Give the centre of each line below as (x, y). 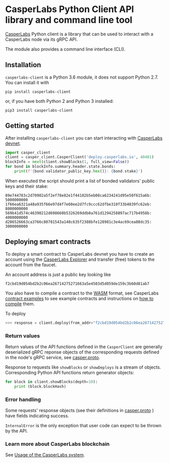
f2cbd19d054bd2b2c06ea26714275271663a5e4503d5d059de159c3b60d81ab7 (77, 283)
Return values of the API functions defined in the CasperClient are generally (84, 346)
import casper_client (28, 152)
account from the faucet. (31, 265)
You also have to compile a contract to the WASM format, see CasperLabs (82, 293)
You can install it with (27, 82)
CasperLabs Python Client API (70, 9)
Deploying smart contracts (48, 242)
